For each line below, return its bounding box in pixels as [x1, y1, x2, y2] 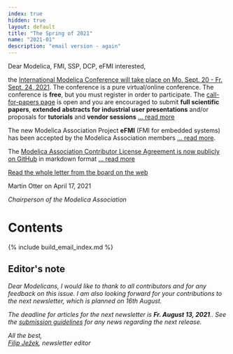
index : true [8, 10, 43, 17]
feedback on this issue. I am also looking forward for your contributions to [8, 289, 223, 297]
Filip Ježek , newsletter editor [8, 339, 91, 347]
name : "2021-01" [8, 36, 55, 43]
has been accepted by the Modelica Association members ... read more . [8, 134, 216, 142]
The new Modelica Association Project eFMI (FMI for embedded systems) [8, 127, 221, 134]
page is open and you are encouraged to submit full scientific [40, 98, 220, 106]
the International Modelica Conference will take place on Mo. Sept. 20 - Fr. [8, 76, 223, 84]
